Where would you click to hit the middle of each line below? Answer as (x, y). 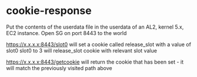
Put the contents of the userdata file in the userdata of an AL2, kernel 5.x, (95, 27)
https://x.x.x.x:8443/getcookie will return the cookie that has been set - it (95, 62)
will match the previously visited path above (59, 68)
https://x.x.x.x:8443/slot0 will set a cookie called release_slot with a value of (98, 44)
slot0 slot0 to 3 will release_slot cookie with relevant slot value (82, 50)
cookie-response (49, 11)
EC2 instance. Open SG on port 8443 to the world (66, 33)
